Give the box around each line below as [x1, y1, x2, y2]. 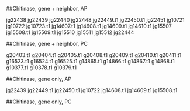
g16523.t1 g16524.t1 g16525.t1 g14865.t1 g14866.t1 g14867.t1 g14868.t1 [6, 58, 175, 65]
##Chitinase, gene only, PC [6, 98, 72, 105]
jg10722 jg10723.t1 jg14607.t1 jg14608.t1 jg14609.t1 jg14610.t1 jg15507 [6, 23, 172, 29]
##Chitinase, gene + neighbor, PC [6, 41, 88, 47]
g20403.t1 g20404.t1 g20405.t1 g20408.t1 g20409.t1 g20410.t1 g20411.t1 [6, 52, 182, 58]
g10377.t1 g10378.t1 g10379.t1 [6, 64, 77, 71]
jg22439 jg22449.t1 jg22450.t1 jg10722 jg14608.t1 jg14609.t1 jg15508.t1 [6, 87, 178, 93]
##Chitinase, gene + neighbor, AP [6, 5, 88, 12]
